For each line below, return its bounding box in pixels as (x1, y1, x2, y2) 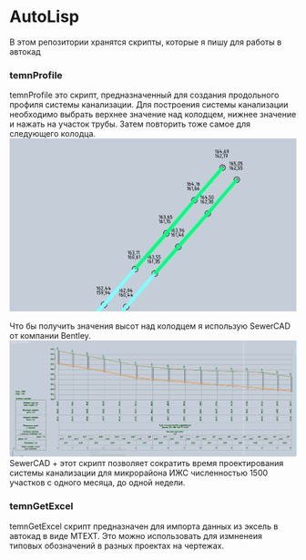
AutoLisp (9, 6, 80, 27)
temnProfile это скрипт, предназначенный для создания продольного (9, 89, 280, 101)
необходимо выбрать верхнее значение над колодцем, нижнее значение (9, 109, 297, 120)
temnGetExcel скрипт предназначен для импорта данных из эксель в (9, 521, 279, 532)
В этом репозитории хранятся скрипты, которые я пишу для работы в (9, 36, 282, 47)
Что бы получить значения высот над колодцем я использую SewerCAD (9, 321, 291, 331)
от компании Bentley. (9, 330, 91, 341)
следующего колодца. (9, 128, 97, 139)
